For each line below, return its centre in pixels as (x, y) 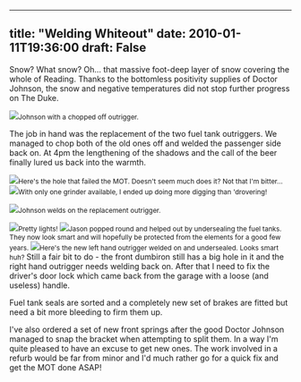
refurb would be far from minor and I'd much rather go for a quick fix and (144, 358)
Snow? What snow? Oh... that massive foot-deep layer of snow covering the (149, 69)
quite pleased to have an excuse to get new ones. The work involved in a (143, 348)
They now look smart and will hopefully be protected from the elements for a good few (145, 237)
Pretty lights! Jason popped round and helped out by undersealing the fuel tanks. (150, 229)
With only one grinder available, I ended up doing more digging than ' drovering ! (143, 192)
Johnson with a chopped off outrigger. (78, 117)
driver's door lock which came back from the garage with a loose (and (139, 276)
